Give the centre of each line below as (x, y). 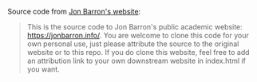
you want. (43, 69)
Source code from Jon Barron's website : (74, 12)
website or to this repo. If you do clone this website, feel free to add (138, 52)
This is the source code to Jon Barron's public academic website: (134, 27)
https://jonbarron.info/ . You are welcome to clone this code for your (138, 35)
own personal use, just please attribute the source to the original (133, 44)
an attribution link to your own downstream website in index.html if (136, 61)
